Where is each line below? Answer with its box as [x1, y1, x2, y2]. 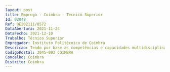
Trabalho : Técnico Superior [5, 36, 65, 41]
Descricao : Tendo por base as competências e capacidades [5, 45, 130, 50]
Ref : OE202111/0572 [5, 21, 47, 27]
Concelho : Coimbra [5, 54, 44, 60]
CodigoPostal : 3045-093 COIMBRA [5, 50, 73, 55]
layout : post [5, 7, 33, 13]
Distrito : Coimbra [5, 59, 44, 64]
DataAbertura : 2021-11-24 [5, 26, 60, 31]
